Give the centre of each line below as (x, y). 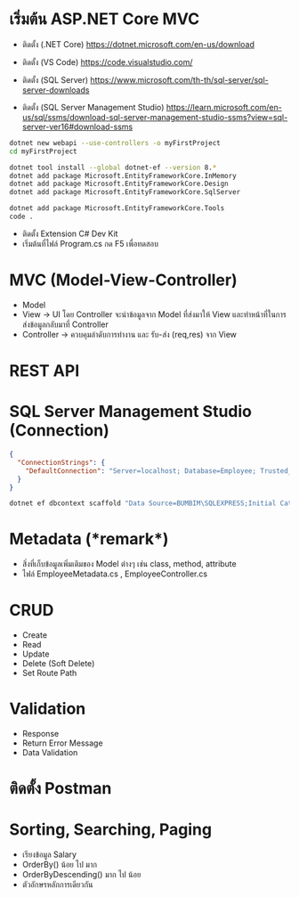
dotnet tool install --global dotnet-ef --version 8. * (113, 167)
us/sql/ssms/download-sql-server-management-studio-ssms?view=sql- (155, 117)
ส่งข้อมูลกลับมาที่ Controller (65, 324)
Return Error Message (63, 743)
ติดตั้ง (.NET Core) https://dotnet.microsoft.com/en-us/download (138, 44)
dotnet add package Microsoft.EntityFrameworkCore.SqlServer (125, 192)
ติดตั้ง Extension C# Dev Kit (70, 233)
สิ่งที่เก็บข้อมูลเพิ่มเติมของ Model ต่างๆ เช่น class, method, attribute (129, 564)
